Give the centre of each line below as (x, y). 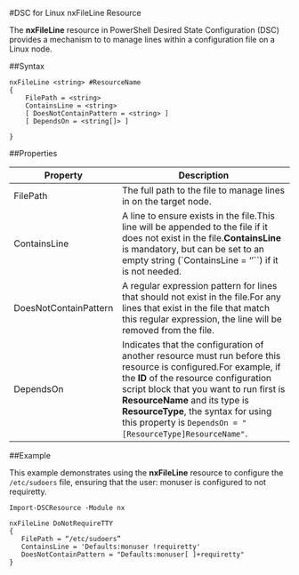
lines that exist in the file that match (195, 308)
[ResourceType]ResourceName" (183, 434)
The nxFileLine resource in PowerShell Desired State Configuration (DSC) (145, 30)
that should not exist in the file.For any (202, 297)
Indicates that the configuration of (193, 344)
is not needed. (152, 272)
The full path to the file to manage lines (203, 190)
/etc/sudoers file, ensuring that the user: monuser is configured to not (138, 482)
